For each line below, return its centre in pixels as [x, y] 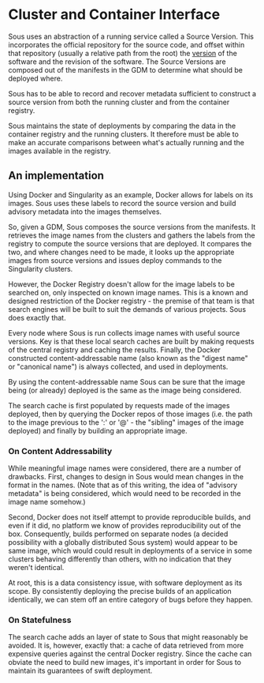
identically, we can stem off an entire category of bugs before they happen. [131, 600]
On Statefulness [40, 620]
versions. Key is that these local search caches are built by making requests [131, 341]
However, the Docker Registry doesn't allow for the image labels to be [121, 284]
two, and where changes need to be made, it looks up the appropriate [121, 252]
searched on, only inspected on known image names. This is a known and [128, 292]
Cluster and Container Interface [114, 15]
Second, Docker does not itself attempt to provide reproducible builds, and [129, 517]
